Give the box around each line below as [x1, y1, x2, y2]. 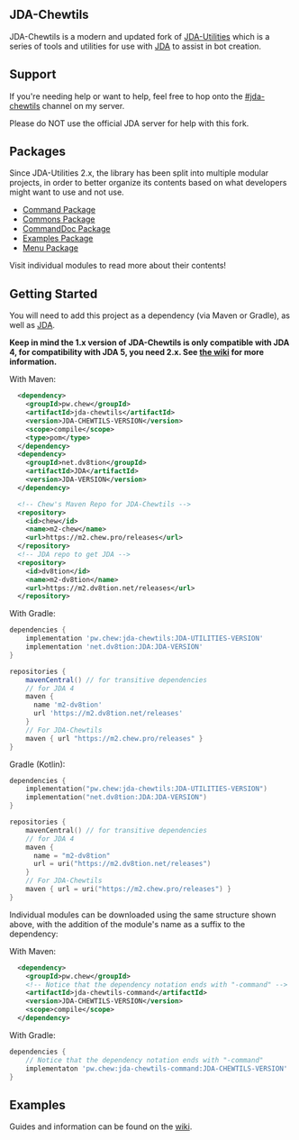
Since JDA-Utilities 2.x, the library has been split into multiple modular [9, 168, 269, 178]
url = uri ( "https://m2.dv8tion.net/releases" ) [32, 860, 212, 869]
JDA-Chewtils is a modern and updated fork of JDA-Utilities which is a [9, 31, 270, 41]
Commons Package [22, 214, 96, 224]
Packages [9, 144, 66, 160]
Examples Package [22, 233, 94, 244]
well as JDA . [9, 320, 56, 331]
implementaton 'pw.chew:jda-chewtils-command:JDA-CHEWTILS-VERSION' [25, 1063, 288, 1073]
